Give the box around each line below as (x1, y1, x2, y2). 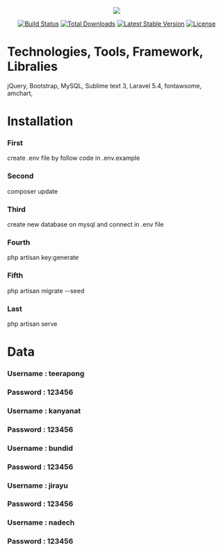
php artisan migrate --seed (7, 286, 85, 295)
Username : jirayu (7, 480, 68, 490)
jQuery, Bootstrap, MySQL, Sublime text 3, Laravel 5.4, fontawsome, (7, 81, 202, 90)
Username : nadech (7, 518, 75, 527)
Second (7, 171, 34, 181)
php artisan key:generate (7, 254, 79, 262)
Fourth (7, 237, 31, 247)
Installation (7, 113, 74, 129)
